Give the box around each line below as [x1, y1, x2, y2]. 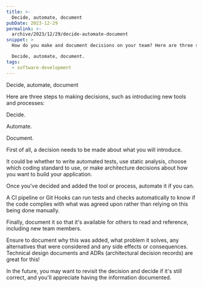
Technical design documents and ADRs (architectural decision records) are [6, 249, 193, 256]
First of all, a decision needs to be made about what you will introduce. [6, 146, 182, 153]
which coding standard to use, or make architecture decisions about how [6, 164, 188, 171]
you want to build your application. [6, 170, 92, 178]
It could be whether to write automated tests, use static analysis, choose [6, 157, 187, 165]
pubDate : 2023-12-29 [6, 20, 59, 26]
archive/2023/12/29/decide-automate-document [11, 31, 129, 37]
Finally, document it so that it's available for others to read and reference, [6, 218, 189, 225]
